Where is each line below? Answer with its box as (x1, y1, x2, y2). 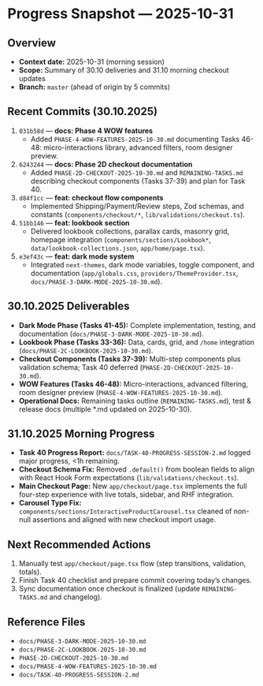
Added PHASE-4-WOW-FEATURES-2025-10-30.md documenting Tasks (30, 134, 240, 144)
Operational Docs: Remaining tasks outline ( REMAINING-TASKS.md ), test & (18, 396, 252, 405)
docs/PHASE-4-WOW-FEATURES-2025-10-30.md (18, 663, 157, 671)
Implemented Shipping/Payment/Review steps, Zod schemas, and (30, 201, 245, 211)
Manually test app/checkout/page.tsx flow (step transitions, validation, (18, 559, 246, 569)
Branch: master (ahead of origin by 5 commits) (18, 82, 171, 91)
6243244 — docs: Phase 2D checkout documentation (18, 159, 193, 169)
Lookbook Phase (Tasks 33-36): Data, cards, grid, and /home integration (18, 337, 255, 347)
